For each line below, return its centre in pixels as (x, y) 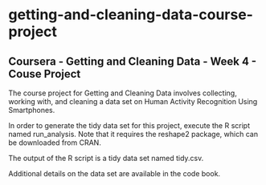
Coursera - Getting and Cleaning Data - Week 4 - (133, 61)
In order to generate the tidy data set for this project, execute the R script (129, 125)
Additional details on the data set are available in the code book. (115, 173)
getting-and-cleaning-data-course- (131, 15)
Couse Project (45, 74)
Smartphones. (32, 110)
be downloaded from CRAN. (55, 143)
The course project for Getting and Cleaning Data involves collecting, (123, 93)
